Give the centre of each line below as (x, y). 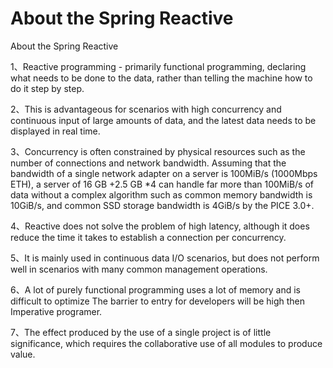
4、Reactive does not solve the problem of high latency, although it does (160, 226)
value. (23, 354)
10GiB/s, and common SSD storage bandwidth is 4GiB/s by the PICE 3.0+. (162, 205)
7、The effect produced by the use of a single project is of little (141, 332)
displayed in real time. (55, 131)
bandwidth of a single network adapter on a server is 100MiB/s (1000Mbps (164, 173)
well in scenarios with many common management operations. (139, 269)
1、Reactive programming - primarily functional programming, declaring (158, 66)
